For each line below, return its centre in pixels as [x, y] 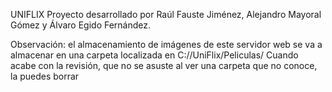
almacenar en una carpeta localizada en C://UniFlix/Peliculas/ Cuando [154, 55]
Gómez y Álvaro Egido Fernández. [81, 25]
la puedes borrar [45, 76]
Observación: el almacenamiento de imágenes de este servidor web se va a [166, 44]
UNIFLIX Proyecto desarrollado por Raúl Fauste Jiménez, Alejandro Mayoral [166, 14]
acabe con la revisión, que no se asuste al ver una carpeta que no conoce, [164, 65]
